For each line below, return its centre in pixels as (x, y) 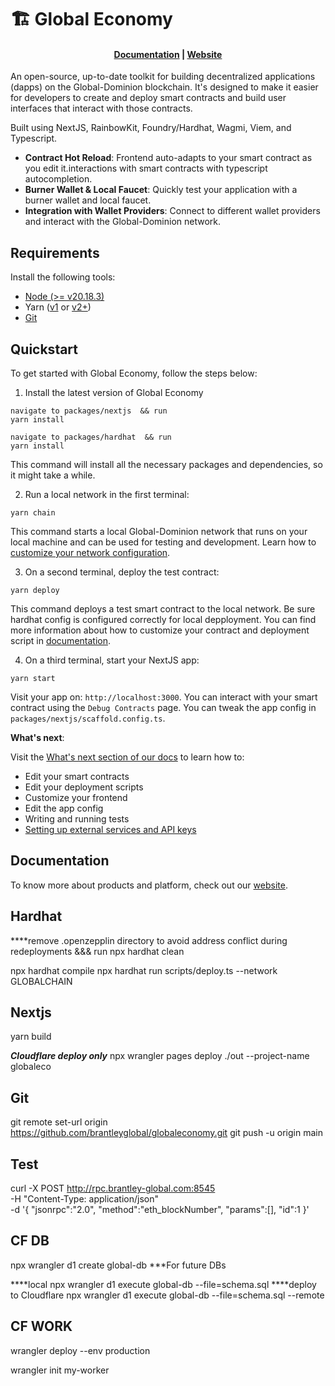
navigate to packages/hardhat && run (91, 437)
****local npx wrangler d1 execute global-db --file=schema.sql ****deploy (163, 1284)
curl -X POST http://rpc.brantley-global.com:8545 (113, 1188)
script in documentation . (61, 641)
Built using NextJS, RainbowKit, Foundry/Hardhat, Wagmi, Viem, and (151, 128)
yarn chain (33, 513)
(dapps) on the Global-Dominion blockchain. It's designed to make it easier (164, 87)
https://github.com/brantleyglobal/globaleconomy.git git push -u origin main (166, 1133)
